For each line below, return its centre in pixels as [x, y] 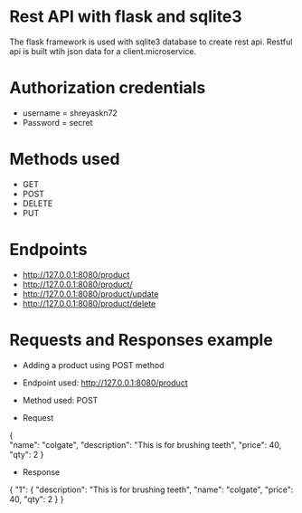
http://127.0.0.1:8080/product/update [90, 294]
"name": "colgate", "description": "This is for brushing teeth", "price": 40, [146, 444]
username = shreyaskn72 [70, 113]
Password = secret [57, 122]
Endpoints [48, 250]
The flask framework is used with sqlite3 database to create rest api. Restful [151, 42]
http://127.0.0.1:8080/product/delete [89, 303]
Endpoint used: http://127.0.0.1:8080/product [105, 383]
